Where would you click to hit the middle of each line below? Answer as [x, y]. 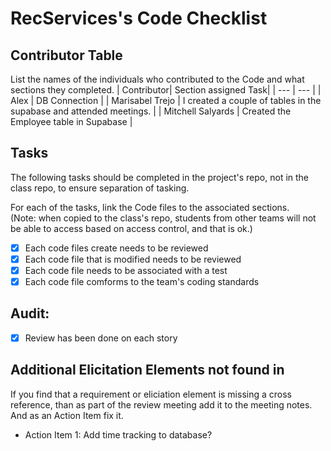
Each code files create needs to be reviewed [116, 248]
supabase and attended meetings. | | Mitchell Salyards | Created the [151, 111]
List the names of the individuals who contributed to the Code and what [157, 79]
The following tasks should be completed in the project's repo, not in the [160, 177]
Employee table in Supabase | [71, 121]
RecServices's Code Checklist [139, 18]
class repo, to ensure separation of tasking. [100, 188]
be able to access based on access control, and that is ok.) [131, 228]
